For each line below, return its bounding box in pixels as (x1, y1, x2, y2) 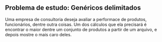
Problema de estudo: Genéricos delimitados (5, 4, 141, 12)
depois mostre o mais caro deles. (5, 31, 72, 37)
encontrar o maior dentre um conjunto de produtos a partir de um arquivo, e (5, 26, 157, 32)
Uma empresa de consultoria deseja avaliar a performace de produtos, (5, 16, 147, 22)
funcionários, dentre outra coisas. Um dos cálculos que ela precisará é (5, 21, 147, 27)
